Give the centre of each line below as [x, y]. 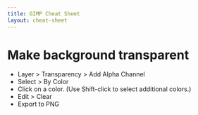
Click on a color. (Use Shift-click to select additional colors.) [104, 89]
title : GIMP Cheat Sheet [44, 14]
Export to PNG [38, 104]
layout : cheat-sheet [38, 20]
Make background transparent [98, 55]
